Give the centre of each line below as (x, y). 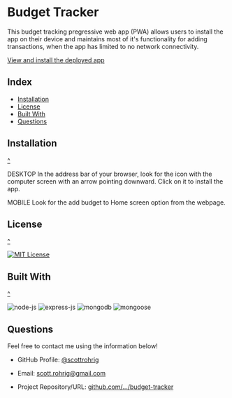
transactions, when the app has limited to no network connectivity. (103, 46)
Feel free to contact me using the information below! (83, 346)
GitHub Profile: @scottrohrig (58, 359)
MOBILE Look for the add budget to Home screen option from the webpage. (116, 202)
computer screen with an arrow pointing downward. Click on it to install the (115, 181)
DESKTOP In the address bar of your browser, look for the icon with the (110, 174)
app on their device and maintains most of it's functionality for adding (107, 39)
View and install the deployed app (56, 60)
